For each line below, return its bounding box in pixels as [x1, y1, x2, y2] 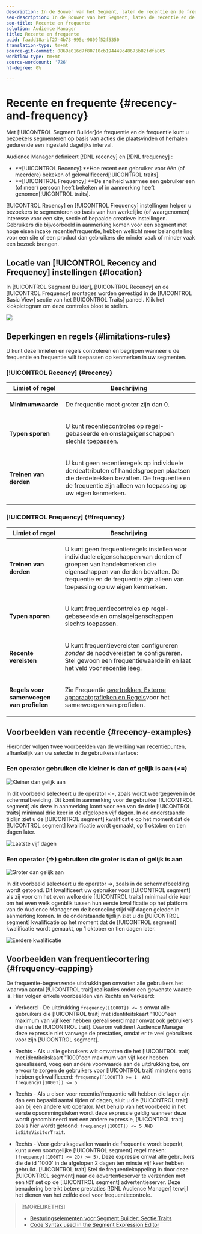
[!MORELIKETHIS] [20, 1203, 66, 1210]
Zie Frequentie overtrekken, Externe [64, 686, 167, 694]
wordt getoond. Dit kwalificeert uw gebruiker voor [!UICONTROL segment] [6, 886, 191, 894]
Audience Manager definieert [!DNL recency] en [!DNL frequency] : [6, 153, 173, 160]
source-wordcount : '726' [6, 59, 69, 65]
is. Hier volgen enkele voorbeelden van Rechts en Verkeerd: [6, 992, 155, 999]
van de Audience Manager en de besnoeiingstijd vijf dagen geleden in [6, 905, 180, 913]
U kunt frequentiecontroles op [64, 604, 150, 613]
